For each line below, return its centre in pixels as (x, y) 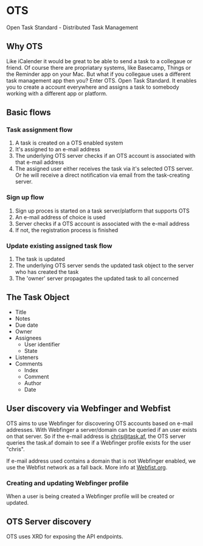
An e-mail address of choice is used (60, 217)
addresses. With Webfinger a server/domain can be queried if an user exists (102, 429)
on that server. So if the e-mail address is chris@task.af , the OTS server (96, 436)
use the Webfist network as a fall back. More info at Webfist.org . (87, 467)
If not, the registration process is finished (67, 230)
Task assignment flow (40, 130)
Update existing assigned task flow (59, 245)
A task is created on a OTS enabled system (69, 143)
